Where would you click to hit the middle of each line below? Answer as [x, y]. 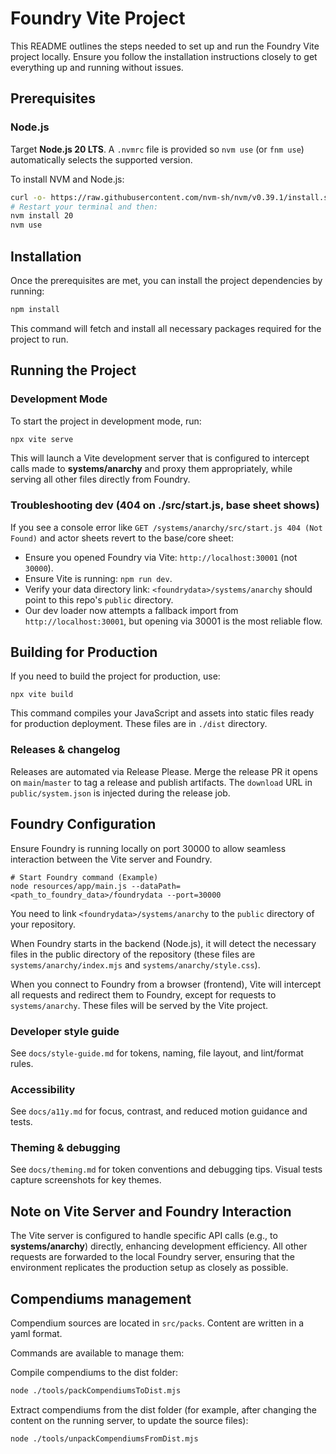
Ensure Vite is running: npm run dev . [98, 578]
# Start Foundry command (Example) [84, 877]
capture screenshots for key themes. [86, 1180]
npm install [35, 309]
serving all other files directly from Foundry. [100, 479]
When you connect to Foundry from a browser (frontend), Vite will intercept [166, 984]
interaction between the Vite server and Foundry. [111, 859]
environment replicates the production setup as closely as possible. [149, 1268]
